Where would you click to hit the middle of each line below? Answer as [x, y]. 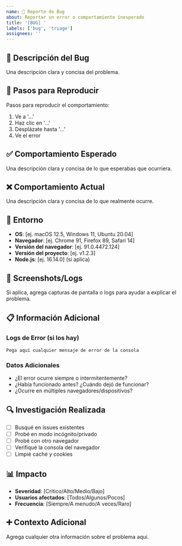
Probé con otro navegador [47, 440]
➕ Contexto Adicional [46, 523]
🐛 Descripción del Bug [48, 58]
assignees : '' [24, 34]
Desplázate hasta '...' [40, 129]
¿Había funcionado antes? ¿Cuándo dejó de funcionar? [82, 384]
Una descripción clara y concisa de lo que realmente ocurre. [80, 201]
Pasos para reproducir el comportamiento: [58, 105]
